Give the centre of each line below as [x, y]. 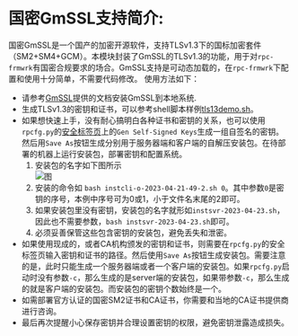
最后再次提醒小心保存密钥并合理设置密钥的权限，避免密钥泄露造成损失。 [155, 322]
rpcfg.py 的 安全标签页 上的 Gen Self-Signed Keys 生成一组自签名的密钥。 [153, 131]
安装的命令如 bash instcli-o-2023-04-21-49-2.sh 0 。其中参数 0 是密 [159, 187]
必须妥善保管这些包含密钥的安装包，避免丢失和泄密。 [133, 232]
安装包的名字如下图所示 [78, 165]
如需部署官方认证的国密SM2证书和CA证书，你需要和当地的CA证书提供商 [155, 300]
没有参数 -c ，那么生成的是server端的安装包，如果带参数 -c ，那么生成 [163, 277]
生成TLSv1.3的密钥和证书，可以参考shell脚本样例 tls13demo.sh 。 [140, 109]
